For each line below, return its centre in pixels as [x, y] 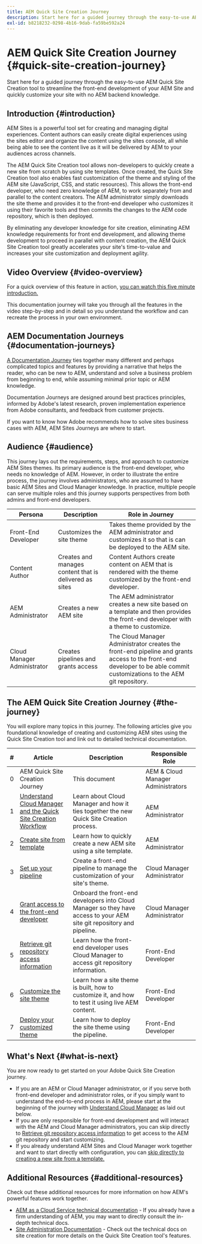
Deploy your [37, 1020]
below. [24, 1114]
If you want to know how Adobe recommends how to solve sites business [98, 421]
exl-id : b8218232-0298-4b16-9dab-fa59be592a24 [66, 23]
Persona [31, 514]
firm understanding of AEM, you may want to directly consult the [95, 1216]
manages [71, 564]
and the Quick [39, 811]
